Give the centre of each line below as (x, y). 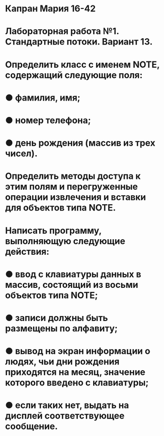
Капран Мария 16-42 (50, 9)
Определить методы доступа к (73, 176)
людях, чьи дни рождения (62, 362)
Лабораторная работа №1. (62, 31)
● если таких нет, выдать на (67, 406)
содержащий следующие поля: (74, 75)
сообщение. (31, 426)
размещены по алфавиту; (61, 328)
